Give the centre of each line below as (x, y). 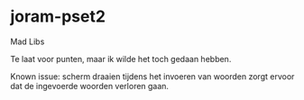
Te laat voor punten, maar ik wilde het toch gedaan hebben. (121, 59)
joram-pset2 (58, 17)
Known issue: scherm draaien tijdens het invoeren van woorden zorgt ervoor (152, 76)
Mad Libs (28, 41)
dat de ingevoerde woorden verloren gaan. (90, 86)
